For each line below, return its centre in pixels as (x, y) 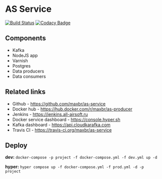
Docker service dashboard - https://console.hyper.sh (66, 119)
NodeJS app (25, 55)
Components (25, 38)
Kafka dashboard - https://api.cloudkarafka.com (61, 125)
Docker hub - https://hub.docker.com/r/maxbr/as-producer (72, 109)
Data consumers (29, 76)
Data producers (28, 71)
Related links (25, 92)
